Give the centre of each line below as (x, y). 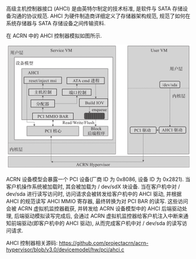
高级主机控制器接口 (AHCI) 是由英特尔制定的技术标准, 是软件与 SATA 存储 (94, 8)
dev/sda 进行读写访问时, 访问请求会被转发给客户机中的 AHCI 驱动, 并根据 (94, 194)
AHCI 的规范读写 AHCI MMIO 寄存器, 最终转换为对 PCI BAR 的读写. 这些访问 (97, 201)
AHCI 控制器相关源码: (32, 243)
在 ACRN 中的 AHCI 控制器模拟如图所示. (54, 36)
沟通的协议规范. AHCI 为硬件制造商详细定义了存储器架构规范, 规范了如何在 (101, 16)
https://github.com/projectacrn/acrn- (103, 243)
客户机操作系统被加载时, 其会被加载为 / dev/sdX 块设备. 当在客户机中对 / (93, 186)
